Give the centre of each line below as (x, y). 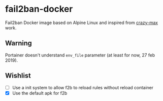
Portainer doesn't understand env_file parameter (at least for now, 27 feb (80, 55)
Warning (18, 43)
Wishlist (18, 76)
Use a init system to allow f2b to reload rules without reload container (83, 87)
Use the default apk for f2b (40, 93)
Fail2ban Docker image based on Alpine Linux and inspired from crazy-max (81, 23)
